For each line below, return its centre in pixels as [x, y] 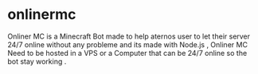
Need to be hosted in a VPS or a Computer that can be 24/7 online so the [127, 53]
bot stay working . [37, 61]
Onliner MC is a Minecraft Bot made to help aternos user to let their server [129, 36]
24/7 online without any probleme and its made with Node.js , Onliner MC [128, 44]
